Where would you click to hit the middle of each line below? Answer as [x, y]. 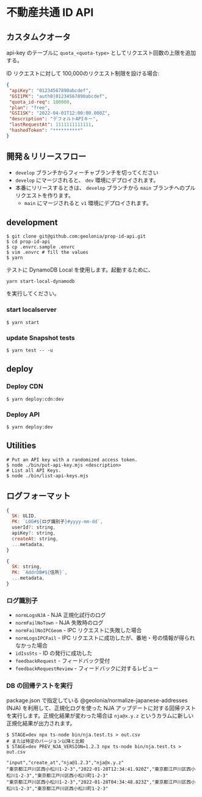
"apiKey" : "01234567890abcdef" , [50, 90]
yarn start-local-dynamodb [41, 281]
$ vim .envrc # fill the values [47, 253]
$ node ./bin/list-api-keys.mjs [47, 476]
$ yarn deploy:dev [30, 427]
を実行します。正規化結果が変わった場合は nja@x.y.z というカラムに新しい [100, 715]
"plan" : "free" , [30, 107]
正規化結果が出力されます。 [41, 723]
